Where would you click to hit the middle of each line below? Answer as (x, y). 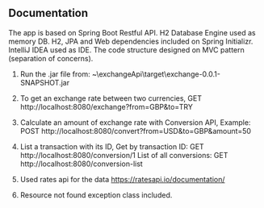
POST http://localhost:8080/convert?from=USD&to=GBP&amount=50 (136, 131)
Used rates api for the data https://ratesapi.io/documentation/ (122, 179)
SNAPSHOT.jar (45, 82)
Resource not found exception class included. (96, 195)
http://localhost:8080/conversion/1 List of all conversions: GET (124, 155)
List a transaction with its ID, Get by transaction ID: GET (112, 146)
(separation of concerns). (51, 58)
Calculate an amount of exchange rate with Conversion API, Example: (135, 122)
